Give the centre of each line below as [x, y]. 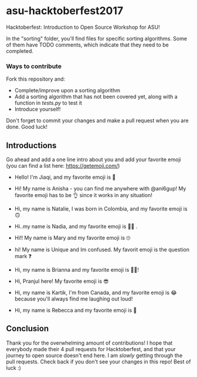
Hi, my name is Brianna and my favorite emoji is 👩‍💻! [77, 270]
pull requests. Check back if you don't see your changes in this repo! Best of [98, 361]
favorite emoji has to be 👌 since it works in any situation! [83, 195]
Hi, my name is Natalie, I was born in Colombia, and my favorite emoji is [101, 209]
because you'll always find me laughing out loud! [74, 299]
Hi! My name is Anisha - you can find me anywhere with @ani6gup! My [100, 189]
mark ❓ [23, 256]
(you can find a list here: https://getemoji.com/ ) [63, 166]
